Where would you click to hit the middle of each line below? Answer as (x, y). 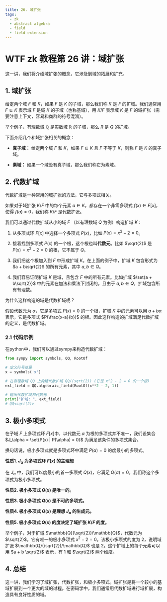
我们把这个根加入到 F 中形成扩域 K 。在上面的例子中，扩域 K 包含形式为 (85, 260)
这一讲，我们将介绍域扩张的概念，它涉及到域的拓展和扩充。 (66, 74)
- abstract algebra (30, 24)
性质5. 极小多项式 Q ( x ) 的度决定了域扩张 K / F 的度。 (57, 522)
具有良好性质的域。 (29, 594)
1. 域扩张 (18, 91)
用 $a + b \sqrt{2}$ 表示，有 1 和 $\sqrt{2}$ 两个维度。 (61, 552)
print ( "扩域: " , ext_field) (34, 399)
